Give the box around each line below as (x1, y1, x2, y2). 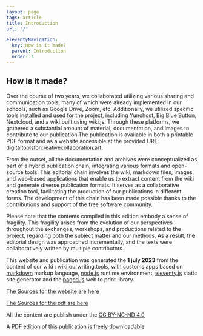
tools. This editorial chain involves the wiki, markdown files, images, (25, 168, 195, 176)
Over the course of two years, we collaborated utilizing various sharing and (6, 92, 195, 99)
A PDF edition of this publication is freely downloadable (6, 323, 145, 330)
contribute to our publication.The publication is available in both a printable (6, 131, 193, 138)
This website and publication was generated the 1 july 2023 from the (6, 256, 179, 264)
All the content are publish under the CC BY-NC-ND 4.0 (6, 311, 145, 318)
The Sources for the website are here (6, 287, 99, 295)
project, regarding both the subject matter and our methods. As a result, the (6, 232, 196, 239)
